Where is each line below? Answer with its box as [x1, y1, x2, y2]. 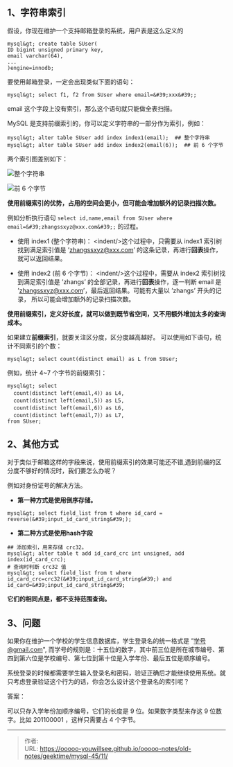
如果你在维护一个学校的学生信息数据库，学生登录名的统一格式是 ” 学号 [7, 637, 207, 645]
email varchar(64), [7, 52, 64, 60]
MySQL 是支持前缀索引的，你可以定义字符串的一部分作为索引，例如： [7, 119, 207, 127]
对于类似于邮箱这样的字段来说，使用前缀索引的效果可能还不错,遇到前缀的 [7, 458, 216, 466]
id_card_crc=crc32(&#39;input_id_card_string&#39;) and [7, 576, 172, 583]
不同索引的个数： [12, 342, 62, 350]
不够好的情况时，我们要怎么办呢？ [19, 466, 116, 475]
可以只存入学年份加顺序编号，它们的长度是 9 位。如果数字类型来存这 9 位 [7, 707, 216, 715]
